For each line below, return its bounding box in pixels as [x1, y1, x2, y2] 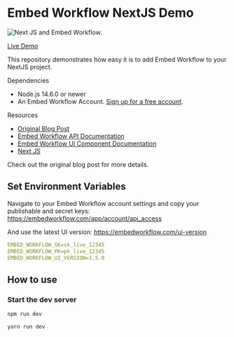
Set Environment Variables [7, 181, 126, 193]
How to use [7, 273, 57, 285]
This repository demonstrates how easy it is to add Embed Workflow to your [7, 55, 227, 64]
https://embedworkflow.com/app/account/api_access [7, 214, 163, 222]
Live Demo [7, 41, 39, 50]
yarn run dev [7, 323, 46, 330]
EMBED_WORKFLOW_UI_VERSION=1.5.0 [7, 254, 105, 261]
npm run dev [7, 310, 42, 318]
